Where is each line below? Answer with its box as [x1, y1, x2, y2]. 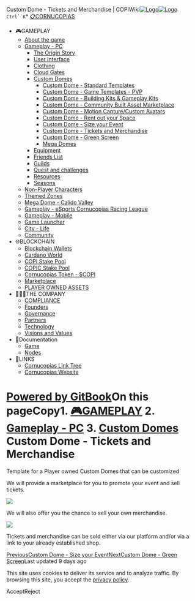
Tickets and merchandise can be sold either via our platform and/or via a [6, 532, 189, 540]
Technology [24, 323, 54, 330]
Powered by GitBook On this [6, 390, 149, 404]
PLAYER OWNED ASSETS [24, 284, 89, 291]
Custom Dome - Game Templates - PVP [42, 88, 143, 95]
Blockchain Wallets [24, 245, 72, 252]
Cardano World [24, 251, 63, 259]
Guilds [33, 160, 50, 167]
